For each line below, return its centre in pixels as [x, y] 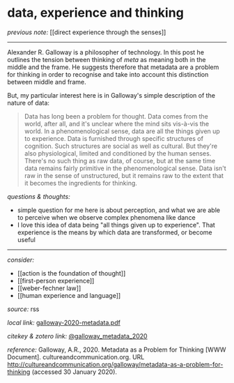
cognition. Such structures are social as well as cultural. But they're [121, 146]
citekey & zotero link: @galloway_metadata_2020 [77, 336]
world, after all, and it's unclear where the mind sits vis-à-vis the [117, 123]
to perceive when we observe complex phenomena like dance [107, 217]
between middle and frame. [47, 82]
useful [26, 239]
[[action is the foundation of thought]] [71, 273]
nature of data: [29, 103]
